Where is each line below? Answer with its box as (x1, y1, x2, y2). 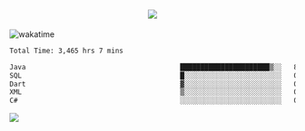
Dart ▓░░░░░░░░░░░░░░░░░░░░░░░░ (9, 80, 282, 89)
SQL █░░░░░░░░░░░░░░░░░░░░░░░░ (9, 70, 282, 80)
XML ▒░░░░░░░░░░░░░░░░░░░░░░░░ (9, 88, 282, 97)
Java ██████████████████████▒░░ (9, 62, 282, 71)
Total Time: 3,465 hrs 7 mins (9, 46, 124, 55)
